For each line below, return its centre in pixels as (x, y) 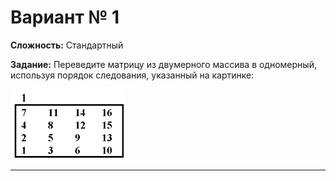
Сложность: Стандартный (67, 45)
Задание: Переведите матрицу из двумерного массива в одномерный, (163, 64)
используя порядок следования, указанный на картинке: (132, 75)
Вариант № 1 (65, 17)
